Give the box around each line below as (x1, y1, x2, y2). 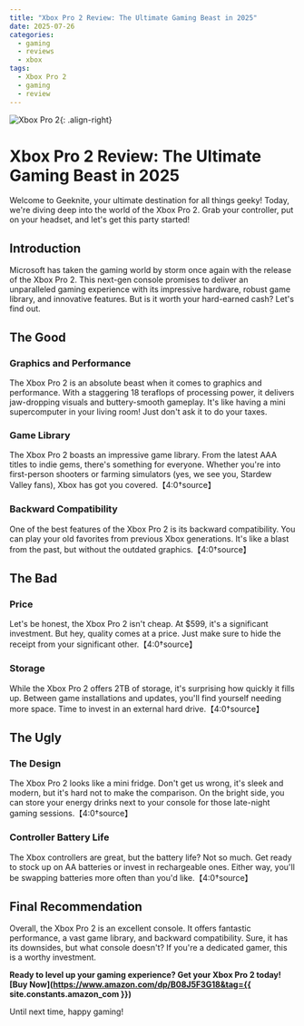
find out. (9, 303, 41, 314)
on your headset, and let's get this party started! (9, 214, 191, 225)
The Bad (9, 571, 57, 586)
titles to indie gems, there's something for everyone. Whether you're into (9, 459, 281, 470)
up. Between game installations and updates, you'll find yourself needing (9, 692, 282, 703)
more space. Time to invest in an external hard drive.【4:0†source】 (9, 703, 265, 714)
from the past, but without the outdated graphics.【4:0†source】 (9, 543, 251, 554)
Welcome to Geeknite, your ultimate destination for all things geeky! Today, (9, 195, 290, 206)
